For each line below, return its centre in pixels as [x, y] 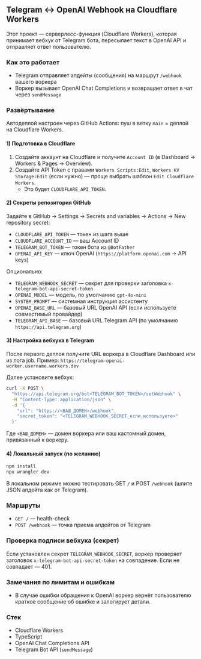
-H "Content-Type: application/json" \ [61, 399]
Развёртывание [31, 110]
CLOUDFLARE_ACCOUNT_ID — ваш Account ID [67, 240]
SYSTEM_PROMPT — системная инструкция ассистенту [81, 301]
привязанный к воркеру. [37, 440]
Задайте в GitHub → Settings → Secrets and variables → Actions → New [96, 216]
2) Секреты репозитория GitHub [49, 203]
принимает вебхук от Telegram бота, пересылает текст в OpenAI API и [96, 40]
